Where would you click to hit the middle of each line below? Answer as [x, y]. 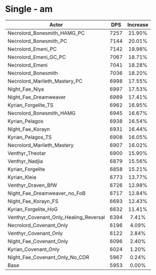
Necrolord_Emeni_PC [32, 49]
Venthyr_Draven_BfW [33, 185]
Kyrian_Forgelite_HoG [33, 209]
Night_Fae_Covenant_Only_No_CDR [49, 257]
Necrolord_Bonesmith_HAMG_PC [46, 33]
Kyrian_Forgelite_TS [30, 105]
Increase [138, 25]
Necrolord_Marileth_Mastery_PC [45, 81]
